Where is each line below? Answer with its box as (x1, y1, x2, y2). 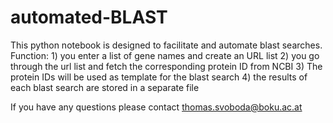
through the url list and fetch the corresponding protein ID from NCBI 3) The (10, 60, 323, 72)
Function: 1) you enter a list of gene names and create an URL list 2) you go (10, 49, 320, 61)
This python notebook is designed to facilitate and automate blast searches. (10, 39, 323, 51)
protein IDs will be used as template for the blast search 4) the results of (10, 71, 308, 83)
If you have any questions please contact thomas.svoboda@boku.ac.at (10, 101, 303, 113)
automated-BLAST (10, 6, 168, 29)
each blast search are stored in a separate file (10, 81, 200, 93)
